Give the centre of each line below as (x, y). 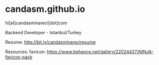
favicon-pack (19, 57)
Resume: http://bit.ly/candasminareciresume (50, 42)
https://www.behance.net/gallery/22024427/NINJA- (100, 52)
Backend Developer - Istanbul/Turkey (43, 32)
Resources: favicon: (26, 52)
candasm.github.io (45, 9)
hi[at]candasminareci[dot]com (36, 23)
